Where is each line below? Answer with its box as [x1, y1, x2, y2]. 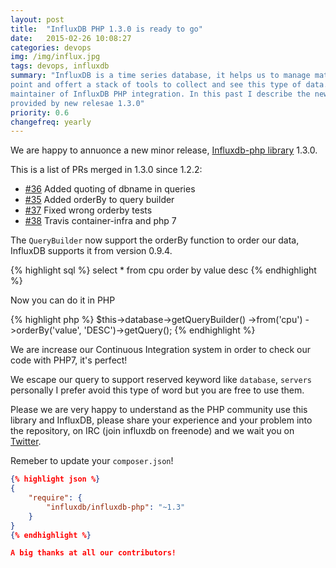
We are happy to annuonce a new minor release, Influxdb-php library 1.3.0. [10, 144, 318, 156]
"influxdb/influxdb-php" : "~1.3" [46, 502, 186, 512]
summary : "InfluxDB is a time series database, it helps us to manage [10, 71, 311, 81]
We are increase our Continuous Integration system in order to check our [10, 344, 311, 356]
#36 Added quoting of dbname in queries [24, 183, 196, 195]
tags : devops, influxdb [10, 61, 110, 71]
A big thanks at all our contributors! [10, 548, 177, 558]
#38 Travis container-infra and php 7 [24, 215, 177, 227]
